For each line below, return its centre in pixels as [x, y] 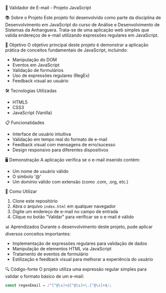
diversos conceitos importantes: [38, 234]
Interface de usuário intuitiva [41, 134]
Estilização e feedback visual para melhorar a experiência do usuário [83, 259]
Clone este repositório [35, 201]
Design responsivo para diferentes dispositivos [60, 150]
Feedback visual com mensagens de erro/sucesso [64, 145]
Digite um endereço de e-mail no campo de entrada [65, 211]
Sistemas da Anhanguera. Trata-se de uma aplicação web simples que [77, 30]
